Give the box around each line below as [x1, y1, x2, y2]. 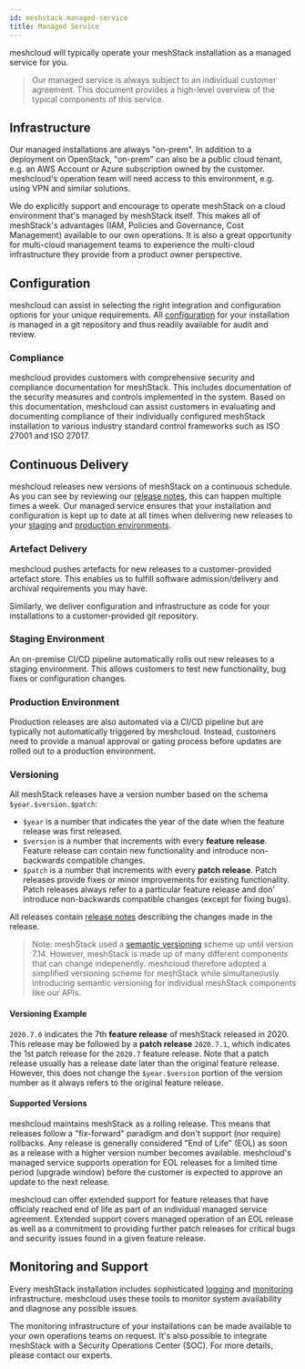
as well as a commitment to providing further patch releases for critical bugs [9, 1223, 296, 1234]
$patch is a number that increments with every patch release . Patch [22, 865, 278, 876]
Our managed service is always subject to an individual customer [31, 74, 277, 85]
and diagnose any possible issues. [9, 1302, 139, 1313]
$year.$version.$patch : [9, 799, 98, 810]
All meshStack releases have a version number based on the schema [9, 789, 269, 800]
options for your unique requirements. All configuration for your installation [9, 309, 290, 320]
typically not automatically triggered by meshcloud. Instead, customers [9, 726, 276, 737]
